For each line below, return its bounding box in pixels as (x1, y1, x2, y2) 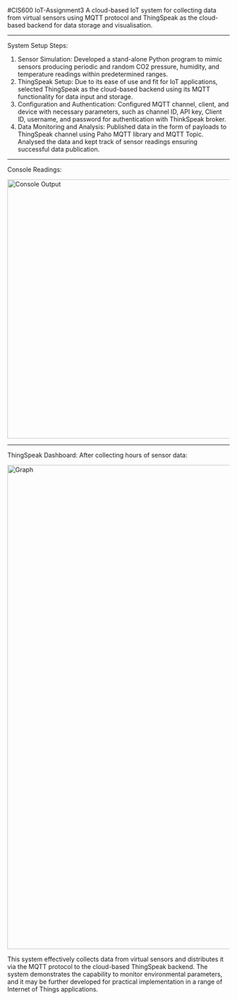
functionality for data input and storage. (17, 93, 133, 101)
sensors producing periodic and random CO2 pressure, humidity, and (17, 63, 220, 71)
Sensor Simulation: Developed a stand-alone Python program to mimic (17, 55, 223, 63)
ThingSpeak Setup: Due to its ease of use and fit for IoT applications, (17, 78, 218, 85)
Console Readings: (7, 165, 62, 174)
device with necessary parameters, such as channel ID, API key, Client (17, 107, 222, 116)
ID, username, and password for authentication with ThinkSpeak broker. (17, 115, 226, 123)
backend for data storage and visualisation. (27, 21, 153, 29)
